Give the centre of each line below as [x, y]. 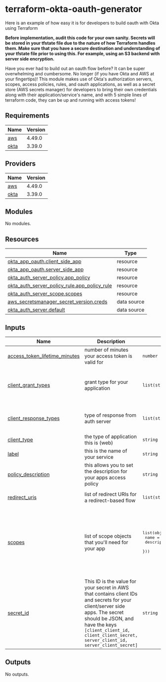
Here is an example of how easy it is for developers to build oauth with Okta [82, 23]
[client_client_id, [107, 630]
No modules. [18, 224]
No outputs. [17, 674]
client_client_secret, [111, 635]
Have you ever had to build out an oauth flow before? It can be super [75, 68]
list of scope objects [108, 536]
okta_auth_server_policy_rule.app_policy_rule [60, 286]
